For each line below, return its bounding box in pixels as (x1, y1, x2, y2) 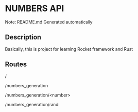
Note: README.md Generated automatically (5, 19, 93, 25)
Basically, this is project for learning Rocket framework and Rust (5, 46, 133, 52)
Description (5, 33, 41, 41)
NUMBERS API (5, 3, 64, 14)
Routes (5, 60, 27, 69)
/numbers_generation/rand (5, 101, 59, 107)
